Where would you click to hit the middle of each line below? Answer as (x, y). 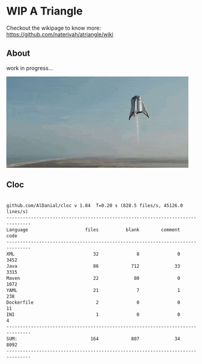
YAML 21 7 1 (93, 290)
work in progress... (30, 68)
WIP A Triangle (45, 11)
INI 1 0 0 (93, 314)
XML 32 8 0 (93, 254)
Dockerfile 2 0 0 (93, 302)
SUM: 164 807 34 (93, 339)
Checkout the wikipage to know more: (54, 28)
